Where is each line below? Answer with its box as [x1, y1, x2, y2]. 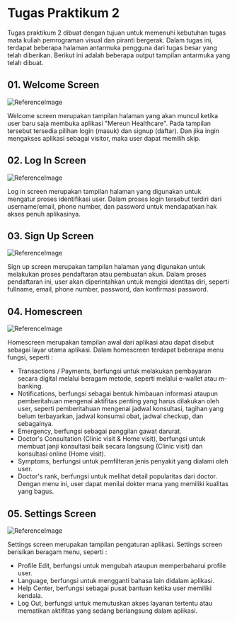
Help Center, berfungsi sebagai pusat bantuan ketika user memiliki [17, 584, 212, 592]
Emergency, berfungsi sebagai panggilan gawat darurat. [17, 427, 182, 436]
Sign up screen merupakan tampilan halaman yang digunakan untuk [7, 263, 206, 271]
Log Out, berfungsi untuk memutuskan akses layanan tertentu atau [17, 599, 213, 607]
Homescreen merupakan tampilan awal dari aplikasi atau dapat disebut [7, 338, 214, 347]
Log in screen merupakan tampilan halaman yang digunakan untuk [7, 187, 202, 195]
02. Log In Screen [7, 154, 86, 167]
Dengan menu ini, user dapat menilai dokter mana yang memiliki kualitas [17, 480, 229, 488]
